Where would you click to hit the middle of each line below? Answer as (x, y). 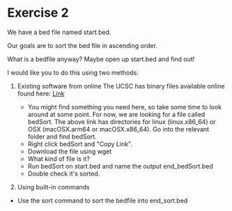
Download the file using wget (70, 151)
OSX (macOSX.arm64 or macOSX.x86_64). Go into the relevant (118, 129)
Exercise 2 (38, 13)
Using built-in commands (53, 187)
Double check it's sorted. (64, 173)
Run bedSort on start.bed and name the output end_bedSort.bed (121, 166)
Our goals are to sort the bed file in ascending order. (83, 45)
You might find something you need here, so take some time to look (125, 107)
